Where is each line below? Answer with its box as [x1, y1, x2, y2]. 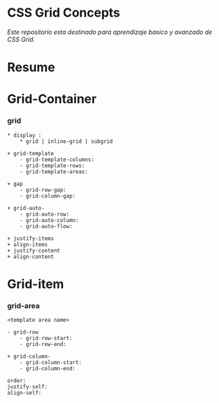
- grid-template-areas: [19, 168, 89, 175]
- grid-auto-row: [19, 210, 70, 218]
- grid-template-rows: [19, 162, 85, 169]
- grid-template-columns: [19, 156, 95, 163]
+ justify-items [7, 234, 54, 242]
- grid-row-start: [19, 335, 73, 342]
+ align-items [7, 241, 49, 248]
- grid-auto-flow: [19, 223, 73, 230]
